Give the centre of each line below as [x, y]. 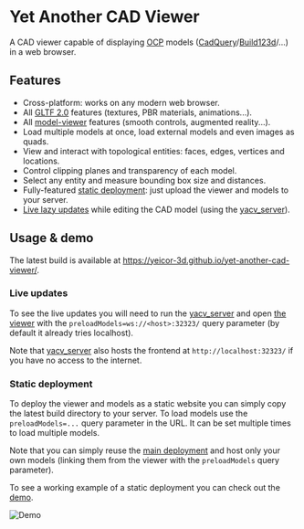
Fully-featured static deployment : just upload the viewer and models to [156, 190]
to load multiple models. [55, 433]
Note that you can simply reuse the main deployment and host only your [145, 450]
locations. [41, 161]
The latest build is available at [65, 260]
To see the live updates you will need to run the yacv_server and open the [148, 313]
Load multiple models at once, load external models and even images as [158, 132]
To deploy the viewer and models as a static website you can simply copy [148, 404]
